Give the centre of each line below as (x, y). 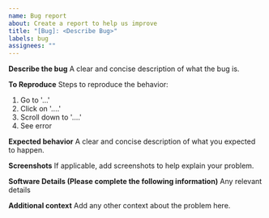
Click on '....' (41, 109)
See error (36, 126)
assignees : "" (32, 46)
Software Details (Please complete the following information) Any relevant (135, 182)
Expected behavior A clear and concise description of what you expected (132, 141)
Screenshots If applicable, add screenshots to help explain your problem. (131, 166)
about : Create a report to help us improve (83, 23)
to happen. (26, 150)
